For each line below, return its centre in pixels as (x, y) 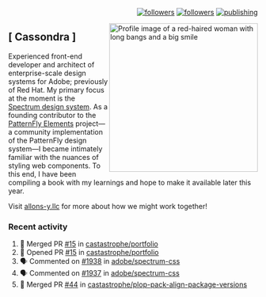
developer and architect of (51, 64)
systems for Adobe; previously (58, 81)
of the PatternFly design (47, 140)
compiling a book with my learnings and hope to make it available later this (130, 182)
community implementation (58, 131)
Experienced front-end (46, 56)
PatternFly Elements (41, 124)
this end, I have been (42, 173)
